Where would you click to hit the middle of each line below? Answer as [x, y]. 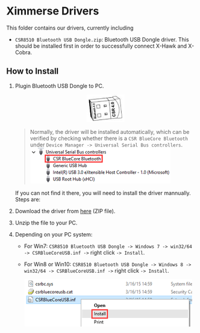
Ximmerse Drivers [53, 11]
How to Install [33, 71]
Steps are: [28, 199]
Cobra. [23, 52]
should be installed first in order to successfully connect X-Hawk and [101, 46]
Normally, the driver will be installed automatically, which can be [110, 132]
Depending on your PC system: [54, 234]
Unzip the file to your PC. [46, 223]
